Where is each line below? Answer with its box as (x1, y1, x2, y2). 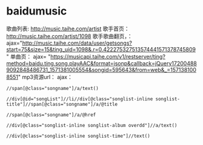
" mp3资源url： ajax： (18, 73, 73, 80)
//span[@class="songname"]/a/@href (6, 112, 96, 118)
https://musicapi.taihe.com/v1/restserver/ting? (50, 53, 165, 60)
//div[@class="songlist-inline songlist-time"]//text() (6, 133, 150, 139)
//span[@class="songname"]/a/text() (6, 85, 99, 91)
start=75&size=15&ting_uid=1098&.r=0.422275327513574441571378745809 (6, 45, 196, 53)
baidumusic (6, 4, 67, 18)
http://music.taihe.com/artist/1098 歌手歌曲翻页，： (6, 32, 133, 40)
